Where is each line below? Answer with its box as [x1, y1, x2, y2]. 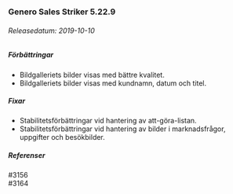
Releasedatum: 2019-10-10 [8, 26, 96, 35]
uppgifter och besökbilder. [19, 133, 106, 142]
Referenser [8, 151, 46, 160]
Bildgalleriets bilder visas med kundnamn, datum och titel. [19, 78, 207, 88]
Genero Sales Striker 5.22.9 [8, 6, 116, 17]
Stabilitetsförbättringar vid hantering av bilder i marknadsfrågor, [19, 124, 226, 134]
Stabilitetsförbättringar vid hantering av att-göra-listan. [19, 116, 198, 126]
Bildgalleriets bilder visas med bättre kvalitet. [19, 70, 165, 79]
